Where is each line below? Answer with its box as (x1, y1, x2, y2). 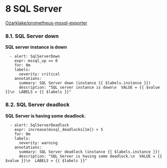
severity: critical (18, 72, 60, 77)
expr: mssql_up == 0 (14, 58, 58, 63)
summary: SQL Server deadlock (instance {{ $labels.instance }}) (18, 149, 160, 154)
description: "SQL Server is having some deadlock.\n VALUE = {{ (18, 153, 162, 159)
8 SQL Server (5, 3, 62, 15)
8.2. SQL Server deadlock (5, 101, 70, 108)
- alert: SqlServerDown (10, 54, 60, 59)
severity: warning (18, 140, 58, 145)
